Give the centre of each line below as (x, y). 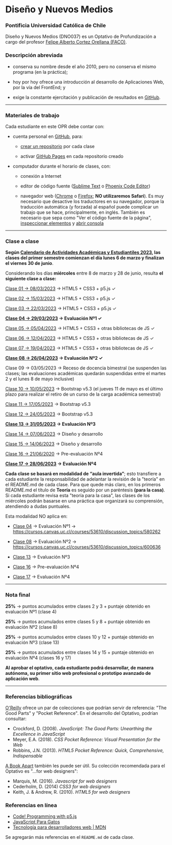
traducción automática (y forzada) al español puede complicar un (89, 207)
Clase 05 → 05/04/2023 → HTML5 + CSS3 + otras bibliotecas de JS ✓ (80, 328)
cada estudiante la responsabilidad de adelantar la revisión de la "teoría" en (85, 479)
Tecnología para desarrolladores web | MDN (59, 827)
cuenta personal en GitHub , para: (48, 136)
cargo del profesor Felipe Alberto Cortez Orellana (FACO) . (66, 42)
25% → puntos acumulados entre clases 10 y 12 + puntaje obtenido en (80, 637)
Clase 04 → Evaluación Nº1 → (44, 526)
